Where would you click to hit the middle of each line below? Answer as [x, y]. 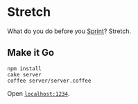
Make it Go [31, 53]
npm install [24, 69]
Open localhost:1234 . [38, 93]
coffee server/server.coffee [49, 81]
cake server [24, 74]
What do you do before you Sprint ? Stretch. [69, 31]
